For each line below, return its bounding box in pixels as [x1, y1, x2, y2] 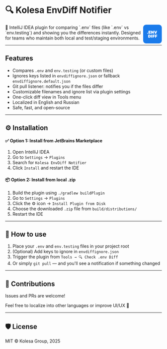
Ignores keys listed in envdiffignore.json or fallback [12, 72, 120, 78]
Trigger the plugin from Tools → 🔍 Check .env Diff [12, 254, 118, 260]
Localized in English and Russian [12, 99, 80, 105]
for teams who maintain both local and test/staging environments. [5, 35, 140, 41]
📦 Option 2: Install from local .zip [5, 176, 76, 183]
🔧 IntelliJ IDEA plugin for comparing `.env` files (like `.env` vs [5, 24, 129, 30]
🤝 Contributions [5, 280, 55, 288]
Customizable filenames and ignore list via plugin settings [12, 88, 131, 94]
